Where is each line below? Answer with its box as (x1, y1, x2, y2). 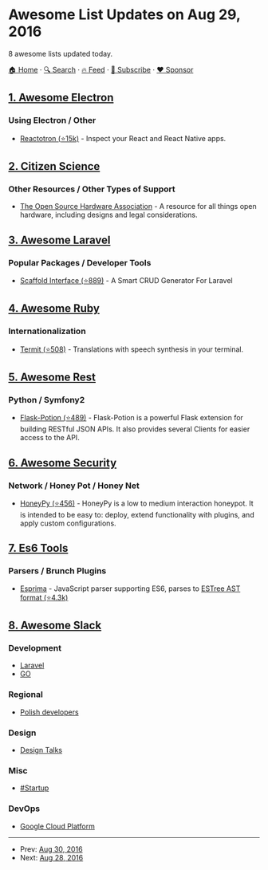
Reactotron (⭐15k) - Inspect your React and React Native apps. (19, 133, 227, 143)
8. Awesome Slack (8, 619, 102, 632)
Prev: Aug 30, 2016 (19, 844, 83, 854)
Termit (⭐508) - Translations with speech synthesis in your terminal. (19, 344, 244, 354)
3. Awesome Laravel (8, 233, 111, 246)
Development (8, 643, 62, 654)
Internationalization (8, 325, 86, 337)
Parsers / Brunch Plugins (8, 565, 107, 577)
